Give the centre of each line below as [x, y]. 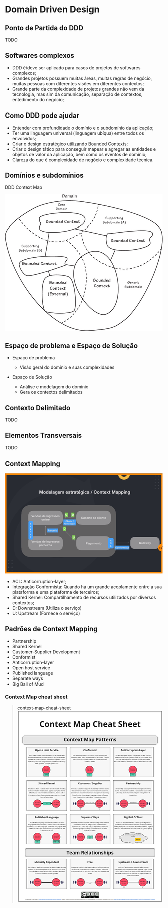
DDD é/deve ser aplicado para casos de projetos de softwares [76, 68]
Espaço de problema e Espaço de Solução [72, 345]
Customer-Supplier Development [46, 652]
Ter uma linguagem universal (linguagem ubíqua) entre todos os [78, 133]
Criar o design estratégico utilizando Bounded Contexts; [70, 144]
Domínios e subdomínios [44, 176]
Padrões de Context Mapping [52, 629]
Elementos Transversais [44, 436]
